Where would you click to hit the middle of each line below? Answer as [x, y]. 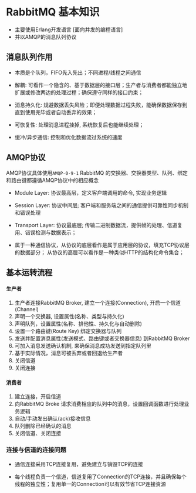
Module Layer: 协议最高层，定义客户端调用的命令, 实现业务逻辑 [91, 192]
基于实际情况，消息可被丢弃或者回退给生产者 [69, 353]
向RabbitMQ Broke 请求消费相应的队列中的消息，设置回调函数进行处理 [99, 404]
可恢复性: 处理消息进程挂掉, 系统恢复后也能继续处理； [79, 125]
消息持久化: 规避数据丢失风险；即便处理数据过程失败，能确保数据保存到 [101, 105]
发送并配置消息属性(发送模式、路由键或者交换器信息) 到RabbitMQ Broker [102, 338]
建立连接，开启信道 [38, 397]
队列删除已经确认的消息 [43, 426]
